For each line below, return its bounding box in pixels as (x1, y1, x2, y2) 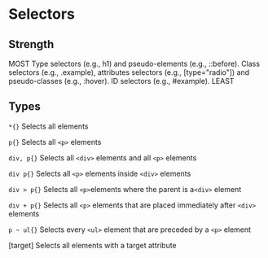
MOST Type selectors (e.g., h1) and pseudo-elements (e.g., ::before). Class (8, 59, 261, 68)
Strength (8, 37, 55, 51)
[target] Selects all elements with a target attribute (8, 240, 177, 250)
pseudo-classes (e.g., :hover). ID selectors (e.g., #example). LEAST (8, 77, 235, 85)
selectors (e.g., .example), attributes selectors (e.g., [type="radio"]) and (8, 68, 250, 77)
